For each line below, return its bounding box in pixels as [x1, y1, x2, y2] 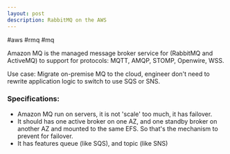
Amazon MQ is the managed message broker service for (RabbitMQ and [7, 49, 213, 57]
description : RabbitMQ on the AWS [7, 17, 107, 23]
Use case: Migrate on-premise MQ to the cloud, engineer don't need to [7, 70, 210, 78]
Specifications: [7, 94, 60, 104]
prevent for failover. [17, 132, 74, 140]
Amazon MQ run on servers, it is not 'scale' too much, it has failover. [17, 110, 213, 118]
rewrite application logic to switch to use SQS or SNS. [7, 77, 161, 85]
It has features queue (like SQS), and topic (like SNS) [17, 139, 168, 147]
